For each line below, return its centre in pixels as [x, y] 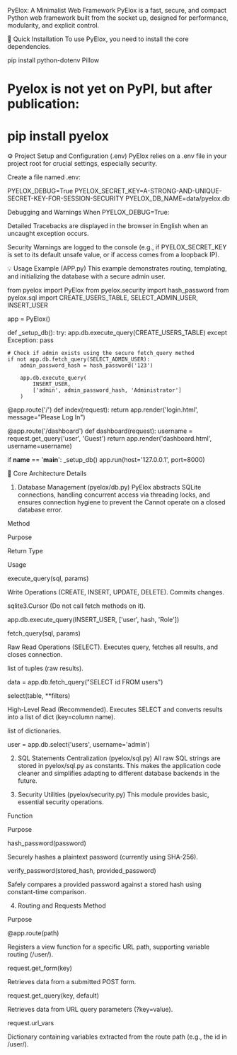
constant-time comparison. [47, 892]
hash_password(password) [47, 843]
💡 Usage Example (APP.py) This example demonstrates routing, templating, [117, 269]
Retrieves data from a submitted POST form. [72, 982]
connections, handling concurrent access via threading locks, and [114, 495]
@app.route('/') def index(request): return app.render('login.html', [103, 410]
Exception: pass [31, 340]
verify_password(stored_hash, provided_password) [82, 871]
